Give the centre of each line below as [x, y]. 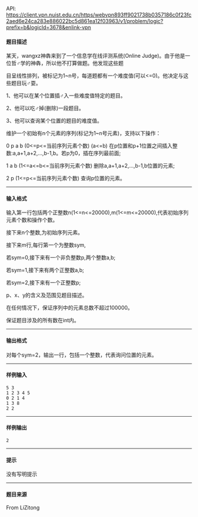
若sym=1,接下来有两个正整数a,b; [45, 270]
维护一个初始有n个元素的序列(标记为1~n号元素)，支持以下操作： [83, 133]
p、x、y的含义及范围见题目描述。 [47, 295]
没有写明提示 [22, 474]
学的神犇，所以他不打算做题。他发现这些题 [72, 63]
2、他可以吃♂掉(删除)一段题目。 [45, 108]
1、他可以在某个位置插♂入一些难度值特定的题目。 [66, 96]
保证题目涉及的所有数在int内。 [43, 320]
